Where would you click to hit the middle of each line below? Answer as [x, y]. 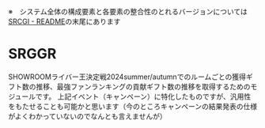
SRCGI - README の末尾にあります [64, 21]
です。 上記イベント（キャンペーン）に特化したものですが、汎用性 [143, 96]
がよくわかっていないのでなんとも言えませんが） [88, 116]
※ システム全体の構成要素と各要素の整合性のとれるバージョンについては [128, 11]
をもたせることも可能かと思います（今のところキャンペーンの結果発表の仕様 [133, 106]
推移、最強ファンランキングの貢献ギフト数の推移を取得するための [143, 86]
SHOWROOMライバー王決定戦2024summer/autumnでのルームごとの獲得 [127, 77]
